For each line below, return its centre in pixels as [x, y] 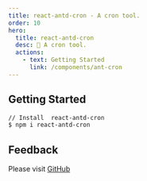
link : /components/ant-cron [76, 67]
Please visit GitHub [39, 169]
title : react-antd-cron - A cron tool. [74, 15]
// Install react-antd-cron [56, 117]
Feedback [33, 150]
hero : [17, 30]
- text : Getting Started [64, 60]
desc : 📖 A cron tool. [51, 45]
